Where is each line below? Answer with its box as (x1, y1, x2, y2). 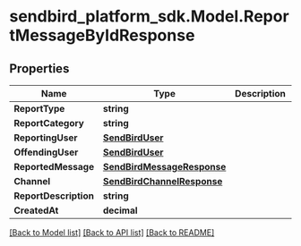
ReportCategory (13, 117, 85, 129)
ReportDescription (13, 190, 94, 202)
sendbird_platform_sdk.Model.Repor (9, 6, 289, 27)
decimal (102, 204, 138, 216)
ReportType (13, 103, 65, 115)
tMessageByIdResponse (9, 25, 195, 46)
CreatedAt (13, 204, 59, 216)
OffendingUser (13, 146, 79, 158)
